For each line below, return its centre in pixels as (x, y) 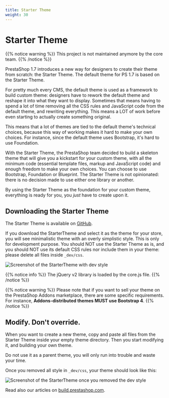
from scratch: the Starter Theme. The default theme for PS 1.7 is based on (82, 75)
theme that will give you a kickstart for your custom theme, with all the (79, 158)
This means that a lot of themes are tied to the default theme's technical (80, 127)
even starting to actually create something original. (58, 117)
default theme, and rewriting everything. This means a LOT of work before (83, 111)
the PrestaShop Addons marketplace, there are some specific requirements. (85, 295)
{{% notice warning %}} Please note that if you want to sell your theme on (83, 290)
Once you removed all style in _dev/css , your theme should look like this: (81, 371)
